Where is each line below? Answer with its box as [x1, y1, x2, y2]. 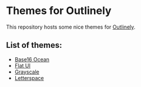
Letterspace [14, 74, 44, 81]
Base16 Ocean [14, 55, 50, 62]
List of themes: [6, 40, 62, 50]
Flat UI [14, 62, 31, 69]
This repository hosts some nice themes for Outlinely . [6, 23, 136, 30]
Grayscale [14, 68, 39, 75]
